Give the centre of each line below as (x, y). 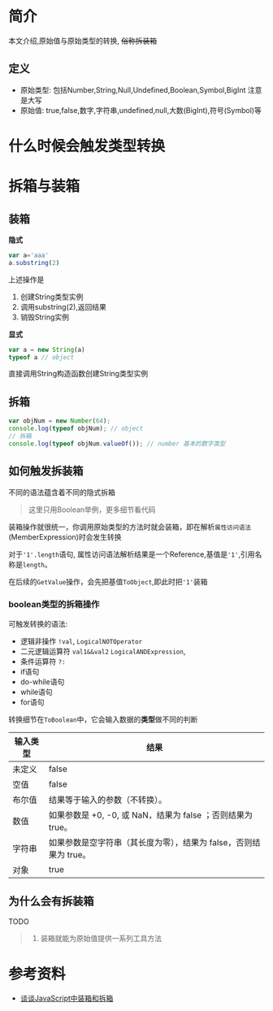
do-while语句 (42, 681)
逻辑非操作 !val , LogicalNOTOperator (81, 641)
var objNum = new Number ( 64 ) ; (60, 421)
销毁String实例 (45, 317)
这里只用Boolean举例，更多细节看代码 (92, 510)
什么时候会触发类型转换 (87, 146)
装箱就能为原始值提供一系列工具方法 (101, 938)
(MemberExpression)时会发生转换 (65, 536)
